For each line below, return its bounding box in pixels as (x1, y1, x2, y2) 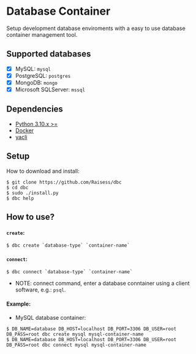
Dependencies (6, 104, 63, 115)
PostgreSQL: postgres (15, 72, 71, 79)
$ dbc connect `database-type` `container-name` (6, 269, 133, 275)
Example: (6, 300, 31, 307)
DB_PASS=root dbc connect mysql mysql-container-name (6, 342, 147, 348)
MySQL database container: (15, 314, 86, 321)
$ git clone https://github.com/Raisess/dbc (6, 179, 122, 185)
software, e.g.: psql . (15, 286, 66, 293)
